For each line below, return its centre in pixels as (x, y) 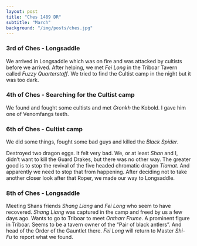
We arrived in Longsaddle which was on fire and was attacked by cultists (94, 61)
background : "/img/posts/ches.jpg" (50, 28)
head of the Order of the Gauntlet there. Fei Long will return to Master (90, 231)
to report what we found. (43, 237)
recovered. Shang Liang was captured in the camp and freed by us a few (94, 212)
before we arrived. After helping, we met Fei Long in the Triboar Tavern (92, 67)
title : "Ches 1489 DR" (34, 17)
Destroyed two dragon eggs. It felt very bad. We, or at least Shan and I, (92, 153)
